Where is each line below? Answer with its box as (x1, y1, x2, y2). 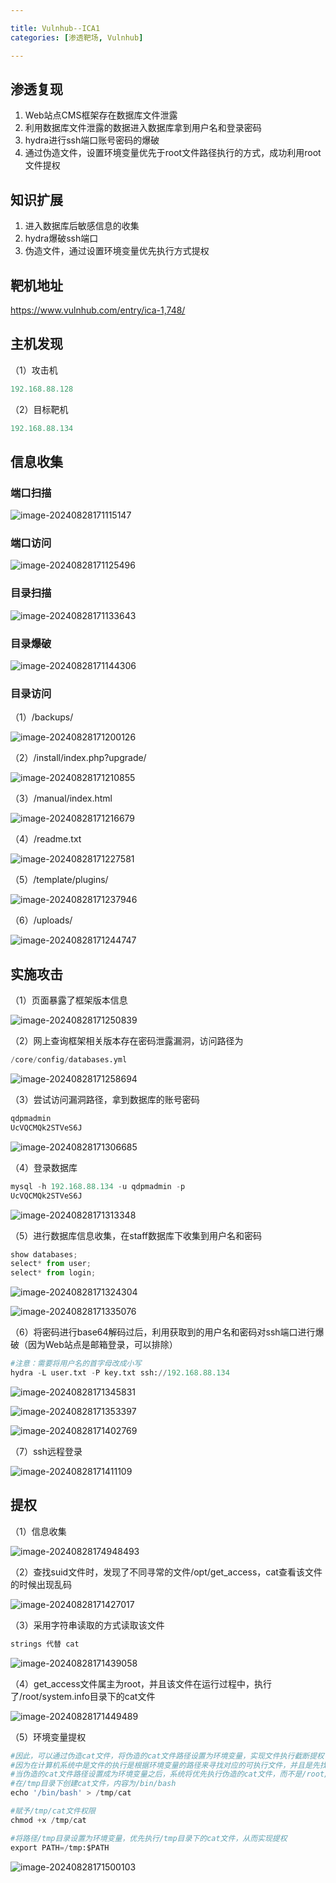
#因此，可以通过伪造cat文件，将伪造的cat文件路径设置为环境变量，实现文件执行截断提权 (10, 1751, 325, 1761)
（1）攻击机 (10, 364, 58, 376)
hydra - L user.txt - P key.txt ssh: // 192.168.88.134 (10, 1368, 230, 1378)
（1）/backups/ (10, 711, 74, 723)
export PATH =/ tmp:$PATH (10, 1842, 110, 1853)
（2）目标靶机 (10, 403, 69, 415)
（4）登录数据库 (10, 1161, 78, 1173)
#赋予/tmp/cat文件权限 (10, 1806, 96, 1816)
